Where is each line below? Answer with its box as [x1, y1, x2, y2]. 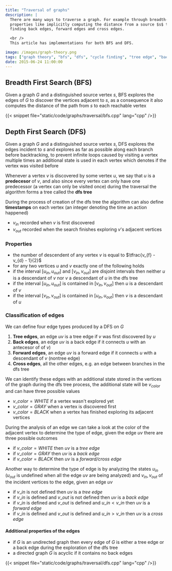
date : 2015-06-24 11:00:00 [5, 59, 63, 64]
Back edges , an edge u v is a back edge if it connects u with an [12, 339, 146, 345]
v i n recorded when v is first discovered [12, 219, 95, 227]
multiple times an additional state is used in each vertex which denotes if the [5, 157, 166, 164]
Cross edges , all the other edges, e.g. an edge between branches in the [12, 360, 165, 366]
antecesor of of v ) [12, 344, 51, 350]
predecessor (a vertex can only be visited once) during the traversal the [5, 184, 157, 190]
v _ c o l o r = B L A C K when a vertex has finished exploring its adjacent [12, 409, 154, 415]
